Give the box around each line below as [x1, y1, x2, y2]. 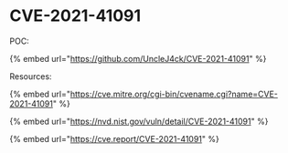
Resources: [9, 70, 52, 82]
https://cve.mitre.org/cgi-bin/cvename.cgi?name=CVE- [69, 88, 279, 99]
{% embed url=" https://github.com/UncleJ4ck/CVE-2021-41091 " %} [9, 53, 267, 64]
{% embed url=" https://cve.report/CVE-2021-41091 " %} [9, 133, 219, 144]
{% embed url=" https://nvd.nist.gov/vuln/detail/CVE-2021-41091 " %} [9, 116, 269, 127]
